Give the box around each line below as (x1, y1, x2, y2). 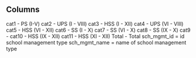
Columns (6, 5, 40, 15)
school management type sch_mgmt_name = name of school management (6, 39, 187, 46)
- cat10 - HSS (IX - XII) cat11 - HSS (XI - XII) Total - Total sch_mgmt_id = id (6, 32, 185, 40)
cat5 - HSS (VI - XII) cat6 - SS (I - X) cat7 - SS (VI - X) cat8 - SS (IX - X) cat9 (6, 26, 191, 33)
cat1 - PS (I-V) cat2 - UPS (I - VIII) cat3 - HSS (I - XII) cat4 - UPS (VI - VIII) (6, 20, 184, 27)
